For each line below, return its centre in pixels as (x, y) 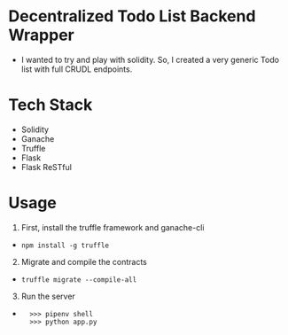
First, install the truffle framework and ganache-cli (113, 227)
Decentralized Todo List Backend (132, 16)
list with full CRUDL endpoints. (77, 69)
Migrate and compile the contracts (84, 261)
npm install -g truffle (65, 245)
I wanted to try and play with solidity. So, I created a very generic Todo (150, 59)
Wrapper (41, 35)
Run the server (48, 296)
